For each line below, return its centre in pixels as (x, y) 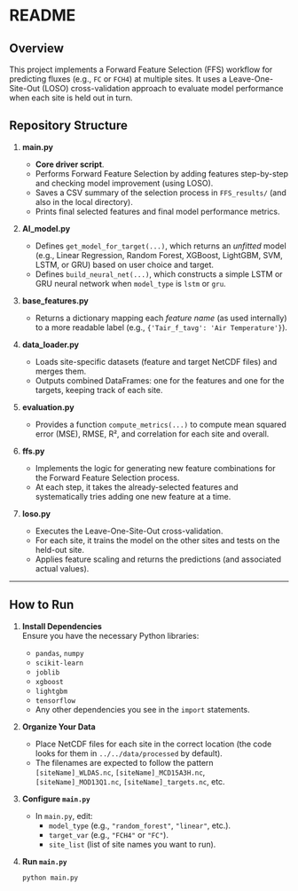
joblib (47, 672)
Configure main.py (56, 799)
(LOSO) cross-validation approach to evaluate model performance (162, 88)
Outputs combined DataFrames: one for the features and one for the (160, 380)
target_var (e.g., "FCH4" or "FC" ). (108, 834)
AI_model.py (46, 228)
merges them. (61, 371)
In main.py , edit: (64, 816)
